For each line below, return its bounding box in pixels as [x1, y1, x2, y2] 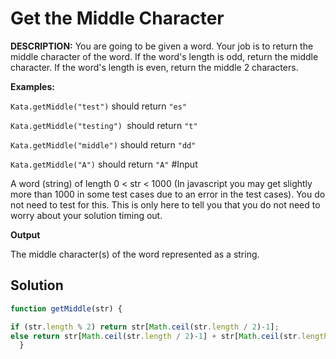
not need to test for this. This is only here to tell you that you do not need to [10, 198, 321, 211]
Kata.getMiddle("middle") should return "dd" [10, 138, 197, 151]
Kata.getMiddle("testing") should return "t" [10, 119, 198, 131]
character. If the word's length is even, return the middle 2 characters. [10, 61, 299, 73]
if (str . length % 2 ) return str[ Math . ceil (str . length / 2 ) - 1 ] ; [10, 322, 280, 332]
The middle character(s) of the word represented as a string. [10, 248, 260, 260]
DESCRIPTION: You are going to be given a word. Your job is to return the [10, 40, 314, 52]
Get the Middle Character [10, 7, 225, 30]
